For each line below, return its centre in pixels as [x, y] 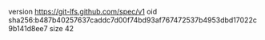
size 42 [62, 28]
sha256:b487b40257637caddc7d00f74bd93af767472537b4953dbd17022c [133, 20]
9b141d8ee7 [28, 28]
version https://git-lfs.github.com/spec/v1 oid [83, 12]
